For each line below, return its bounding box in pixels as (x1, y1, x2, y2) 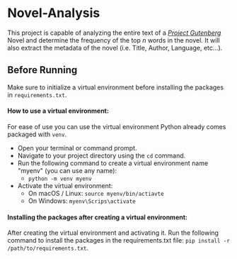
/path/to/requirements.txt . (7, 243, 89, 253)
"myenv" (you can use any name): (17, 166, 117, 175)
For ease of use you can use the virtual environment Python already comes (7, 122, 226, 131)
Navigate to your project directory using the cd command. (17, 151, 186, 160)
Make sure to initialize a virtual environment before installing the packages (7, 83, 224, 92)
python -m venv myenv (28, 175, 92, 182)
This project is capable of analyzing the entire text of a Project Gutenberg (7, 28, 221, 37)
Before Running (7, 64, 78, 76)
